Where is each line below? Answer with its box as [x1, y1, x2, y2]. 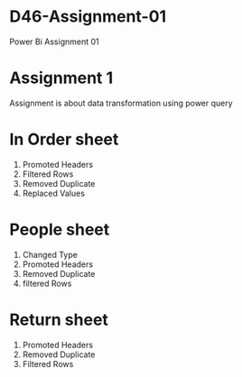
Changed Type [22, 249, 79, 260]
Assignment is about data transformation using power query [9, 97, 233, 108]
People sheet [9, 219, 110, 240]
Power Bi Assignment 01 [9, 36, 99, 47]
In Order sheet [9, 129, 119, 150]
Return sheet [9, 309, 108, 330]
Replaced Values [22, 188, 86, 198]
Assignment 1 [9, 68, 114, 88]
